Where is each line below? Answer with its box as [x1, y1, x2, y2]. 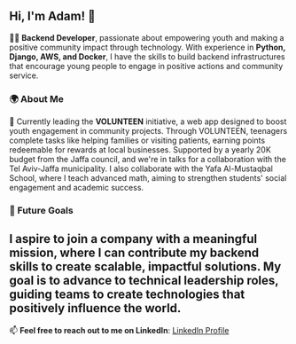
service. [9, 70, 39, 81]
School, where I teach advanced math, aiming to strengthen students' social [9, 173, 287, 184]
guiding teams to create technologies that [9, 287, 245, 302]
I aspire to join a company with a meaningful [9, 231, 258, 246]
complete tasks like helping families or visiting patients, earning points [9, 135, 266, 146]
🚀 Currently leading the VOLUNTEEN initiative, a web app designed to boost [9, 116, 287, 127]
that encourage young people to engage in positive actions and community [9, 60, 284, 71]
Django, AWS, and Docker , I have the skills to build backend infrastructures [9, 51, 285, 62]
